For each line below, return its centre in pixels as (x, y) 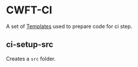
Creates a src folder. (31, 58)
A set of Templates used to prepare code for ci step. (69, 26)
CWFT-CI (29, 10)
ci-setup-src (30, 45)
